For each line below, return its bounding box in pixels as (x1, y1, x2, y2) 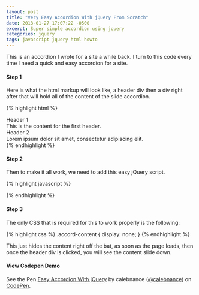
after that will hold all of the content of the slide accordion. (6, 93, 151, 100)
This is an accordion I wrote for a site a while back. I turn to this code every (6, 53, 192, 60)
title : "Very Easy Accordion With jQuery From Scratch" (6, 14, 149, 20)
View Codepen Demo (6, 262, 60, 270)
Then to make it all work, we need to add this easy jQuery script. (6, 168, 165, 176)
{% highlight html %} (6, 104, 58, 112)
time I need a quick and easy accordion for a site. (6, 59, 128, 67)
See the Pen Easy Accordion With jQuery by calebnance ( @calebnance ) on (6, 275, 192, 282)
